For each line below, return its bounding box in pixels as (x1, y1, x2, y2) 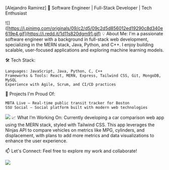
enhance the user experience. (5, 138, 68, 144)
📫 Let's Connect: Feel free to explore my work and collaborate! (5, 148, 137, 154)
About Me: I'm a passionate (106, 31, 163, 36)
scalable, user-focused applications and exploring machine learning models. (5, 47, 164, 53)
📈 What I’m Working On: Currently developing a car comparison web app (11, 115, 164, 121)
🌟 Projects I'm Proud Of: (5, 91, 55, 97)
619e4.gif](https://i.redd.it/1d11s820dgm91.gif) (5, 31, 101, 36)
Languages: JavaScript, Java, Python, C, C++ (5, 69, 102, 74)
